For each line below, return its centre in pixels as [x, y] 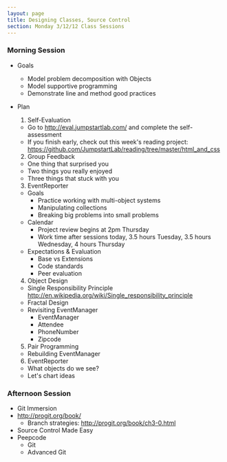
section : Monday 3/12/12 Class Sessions [66, 26]
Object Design [47, 280]
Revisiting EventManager [63, 309]
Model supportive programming [72, 86]
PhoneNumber [58, 331]
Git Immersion [37, 408]
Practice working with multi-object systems [99, 200]
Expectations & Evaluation [64, 251]
